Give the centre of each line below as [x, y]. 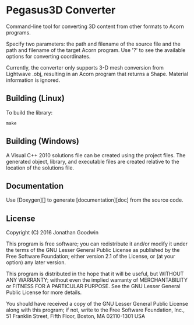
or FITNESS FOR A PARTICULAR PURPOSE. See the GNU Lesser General [93, 286]
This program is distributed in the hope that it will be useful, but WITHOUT [95, 274]
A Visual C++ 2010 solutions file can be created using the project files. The [96, 155]
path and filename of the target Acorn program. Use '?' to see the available [96, 50]
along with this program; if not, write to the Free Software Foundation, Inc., [96, 310]
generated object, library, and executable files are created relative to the [93, 161]
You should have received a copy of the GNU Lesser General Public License [97, 304]
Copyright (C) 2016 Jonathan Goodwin [52, 233]
